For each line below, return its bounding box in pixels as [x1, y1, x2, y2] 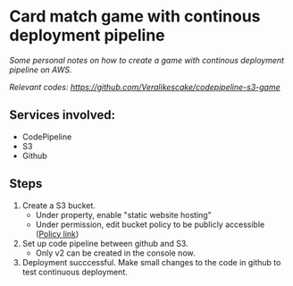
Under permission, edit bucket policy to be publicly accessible [35, 219, 265, 230]
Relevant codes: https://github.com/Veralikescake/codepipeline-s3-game [9, 81, 280, 92]
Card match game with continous [9, 6, 261, 27]
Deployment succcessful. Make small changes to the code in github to [21, 257, 281, 267]
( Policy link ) [35, 228, 80, 239]
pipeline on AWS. [9, 64, 72, 75]
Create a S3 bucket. [21, 199, 96, 211]
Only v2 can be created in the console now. [35, 248, 196, 258]
